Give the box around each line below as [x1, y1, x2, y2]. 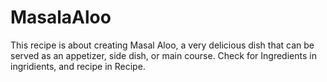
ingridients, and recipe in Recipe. [10, 60, 146, 72]
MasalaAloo [10, 6, 112, 29]
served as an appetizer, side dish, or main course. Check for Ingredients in [10, 49, 317, 61]
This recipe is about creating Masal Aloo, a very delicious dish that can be [10, 39, 315, 51]
